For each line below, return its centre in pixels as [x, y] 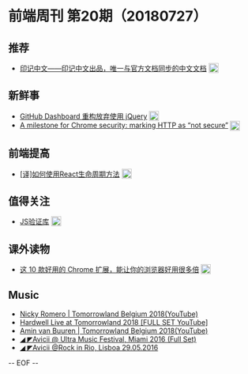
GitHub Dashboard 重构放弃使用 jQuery [83, 116]
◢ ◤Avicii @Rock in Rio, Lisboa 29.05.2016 [89, 348]
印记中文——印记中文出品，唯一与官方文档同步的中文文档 [113, 68]
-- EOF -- [24, 363]
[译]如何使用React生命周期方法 [70, 174]
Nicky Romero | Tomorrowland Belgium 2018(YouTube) [109, 314]
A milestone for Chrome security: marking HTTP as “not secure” [124, 125]
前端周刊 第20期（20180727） [108, 16]
